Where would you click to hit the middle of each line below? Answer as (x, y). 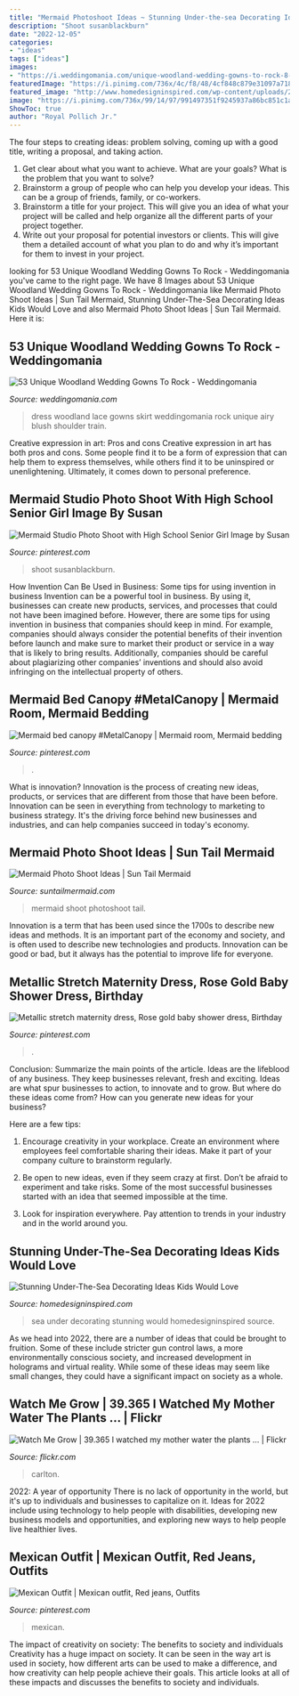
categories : (31, 42)
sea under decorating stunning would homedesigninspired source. (153, 1321)
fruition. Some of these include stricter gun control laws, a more (126, 1348)
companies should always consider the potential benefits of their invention (146, 634)
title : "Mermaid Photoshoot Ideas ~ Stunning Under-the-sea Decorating (145, 17)
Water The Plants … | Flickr (86, 1418)
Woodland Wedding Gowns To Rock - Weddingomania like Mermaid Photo (145, 290)
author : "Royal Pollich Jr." (63, 117)
